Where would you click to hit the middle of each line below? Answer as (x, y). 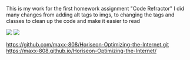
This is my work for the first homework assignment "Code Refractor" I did (95, 9)
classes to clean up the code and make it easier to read (73, 21)
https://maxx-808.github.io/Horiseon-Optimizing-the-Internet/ (81, 51)
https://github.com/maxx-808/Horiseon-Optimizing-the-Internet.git (88, 44)
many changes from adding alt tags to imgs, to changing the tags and (90, 15)
